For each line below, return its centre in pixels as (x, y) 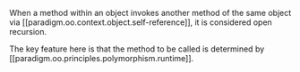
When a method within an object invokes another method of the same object (150, 13)
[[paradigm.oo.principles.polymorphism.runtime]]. (102, 58)
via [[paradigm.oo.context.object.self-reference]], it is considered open (141, 22)
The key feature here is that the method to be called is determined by (137, 49)
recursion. (28, 32)
